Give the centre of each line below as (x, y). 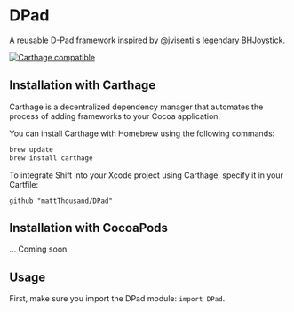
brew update (31, 149)
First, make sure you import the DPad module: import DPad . (117, 299)
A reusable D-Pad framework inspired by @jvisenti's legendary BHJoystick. (147, 40)
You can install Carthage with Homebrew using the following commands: (142, 133)
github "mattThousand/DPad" (61, 201)
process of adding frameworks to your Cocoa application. (115, 116)
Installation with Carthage (83, 85)
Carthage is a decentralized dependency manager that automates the (136, 107)
